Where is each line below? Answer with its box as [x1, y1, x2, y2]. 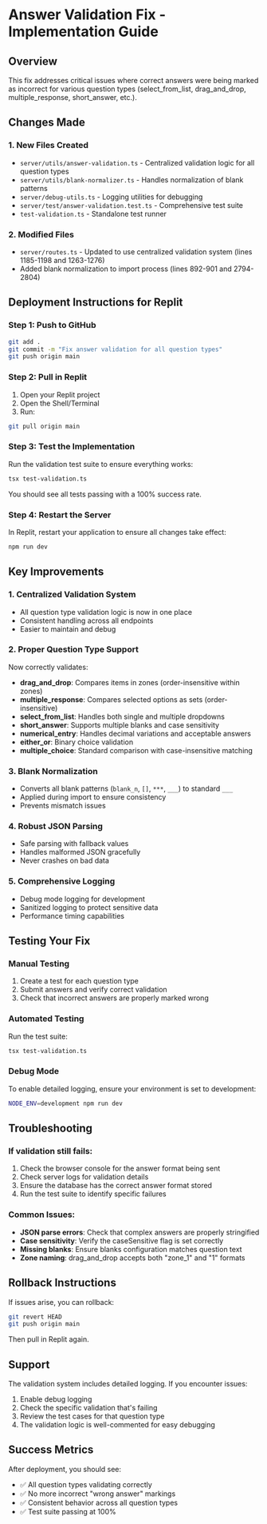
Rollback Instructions [8, 1276, 117, 1290]
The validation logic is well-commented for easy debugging [19, 1420, 215, 1430]
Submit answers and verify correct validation [19, 985, 167, 995]
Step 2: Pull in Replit [8, 372, 88, 383]
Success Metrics [8, 1443, 94, 1457]
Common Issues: [8, 1209, 76, 1220]
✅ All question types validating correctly [19, 1479, 153, 1489]
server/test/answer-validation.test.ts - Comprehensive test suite [19, 200, 244, 209]
